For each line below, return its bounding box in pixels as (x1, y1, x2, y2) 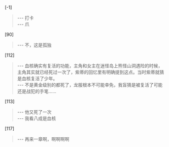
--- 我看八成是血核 (17, 115, 56, 121)
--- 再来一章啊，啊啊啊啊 (17, 136, 70, 142)
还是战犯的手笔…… (17, 88, 56, 94)
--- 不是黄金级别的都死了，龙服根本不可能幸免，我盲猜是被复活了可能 (17, 82, 163, 88)
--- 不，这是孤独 (17, 42, 52, 48)
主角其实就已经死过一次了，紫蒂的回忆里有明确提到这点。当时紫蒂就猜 (17, 69, 164, 75)
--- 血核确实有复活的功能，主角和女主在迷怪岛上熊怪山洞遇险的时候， (17, 63, 163, 68)
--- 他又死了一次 (17, 109, 52, 115)
